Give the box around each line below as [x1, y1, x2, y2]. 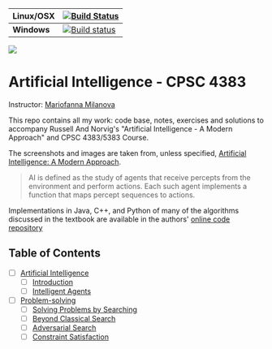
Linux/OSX [12, 11, 55, 21]
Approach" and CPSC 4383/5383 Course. [8, 132, 149, 142]
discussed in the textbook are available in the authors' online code [8, 214, 231, 224]
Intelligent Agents [32, 286, 92, 295]
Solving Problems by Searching [32, 304, 138, 314]
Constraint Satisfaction [32, 332, 110, 342]
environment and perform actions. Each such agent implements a [28, 181, 248, 191]
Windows [12, 24, 50, 35]
